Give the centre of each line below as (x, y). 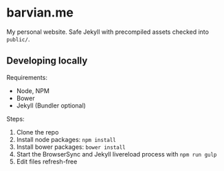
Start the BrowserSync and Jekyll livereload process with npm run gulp (116, 154)
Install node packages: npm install (66, 139)
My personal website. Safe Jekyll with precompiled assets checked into (108, 32)
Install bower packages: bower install (71, 147)
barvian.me (40, 13)
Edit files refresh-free (47, 161)
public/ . (18, 39)
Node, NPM (33, 90)
